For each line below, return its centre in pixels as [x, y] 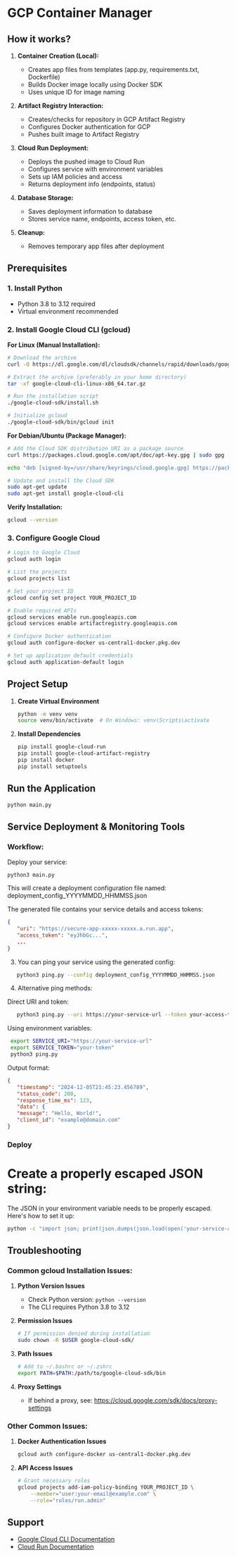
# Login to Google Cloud [44, 553]
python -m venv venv [47, 714]
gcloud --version [33, 520]
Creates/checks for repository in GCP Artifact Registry [106, 119]
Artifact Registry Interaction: [60, 106]
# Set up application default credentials [70, 656]
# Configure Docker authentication [59, 636]
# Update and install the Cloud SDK [61, 481]
